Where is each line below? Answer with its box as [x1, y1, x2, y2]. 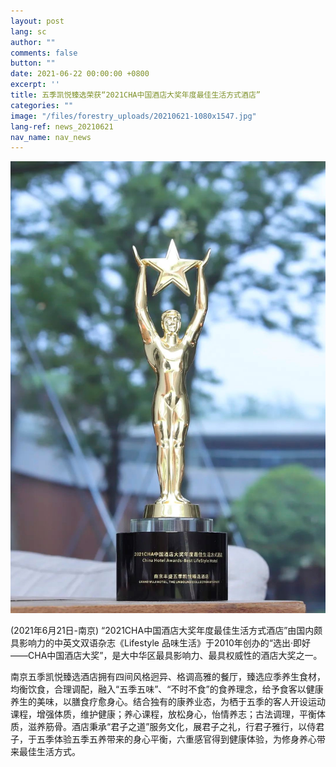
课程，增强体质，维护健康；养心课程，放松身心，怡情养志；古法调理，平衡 [10, 708, 317, 720]
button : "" [10, 58, 56, 69]
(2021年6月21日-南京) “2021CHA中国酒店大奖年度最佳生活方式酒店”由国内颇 [10, 625, 323, 637]
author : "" [10, 37, 56, 47]
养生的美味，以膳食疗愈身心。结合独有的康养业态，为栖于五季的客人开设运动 [10, 696, 326, 708]
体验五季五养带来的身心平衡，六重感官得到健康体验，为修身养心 [53, 733, 317, 745]
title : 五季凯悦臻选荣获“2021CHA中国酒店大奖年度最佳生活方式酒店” [10, 90, 261, 100]
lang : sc [10, 26, 47, 37]
